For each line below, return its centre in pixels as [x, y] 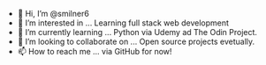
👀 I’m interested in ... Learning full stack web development [123, 23]
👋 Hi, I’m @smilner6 [53, 14]
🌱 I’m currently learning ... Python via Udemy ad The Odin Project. [137, 32]
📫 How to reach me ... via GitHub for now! [95, 51]
